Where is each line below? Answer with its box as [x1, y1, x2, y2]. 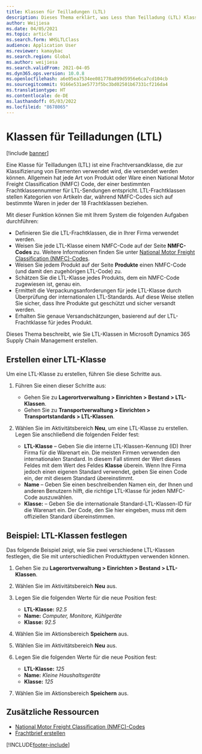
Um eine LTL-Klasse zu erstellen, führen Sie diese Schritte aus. [6, 371, 162, 378]
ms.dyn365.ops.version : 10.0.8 [6, 70, 85, 76]
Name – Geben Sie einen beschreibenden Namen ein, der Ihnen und [23, 481, 194, 488]
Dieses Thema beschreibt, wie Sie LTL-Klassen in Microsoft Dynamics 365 [6, 330, 191, 338]
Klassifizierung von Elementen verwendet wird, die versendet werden [6, 168, 179, 175]
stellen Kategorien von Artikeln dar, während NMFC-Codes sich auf [6, 193, 173, 200]
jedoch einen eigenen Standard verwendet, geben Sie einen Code [23, 468, 188, 475]
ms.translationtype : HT [6, 87, 66, 93]
